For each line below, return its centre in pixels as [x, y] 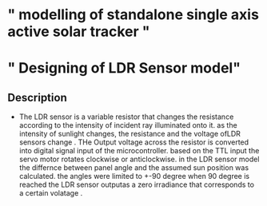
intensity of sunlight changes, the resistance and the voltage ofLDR [130, 134]
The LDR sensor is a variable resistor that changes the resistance [126, 117]
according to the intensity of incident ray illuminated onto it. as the [128, 125]
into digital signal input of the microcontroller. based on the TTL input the [139, 151]
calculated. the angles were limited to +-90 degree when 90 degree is [134, 176]
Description [37, 97]
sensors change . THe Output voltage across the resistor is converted [134, 142]
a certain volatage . [51, 193]
